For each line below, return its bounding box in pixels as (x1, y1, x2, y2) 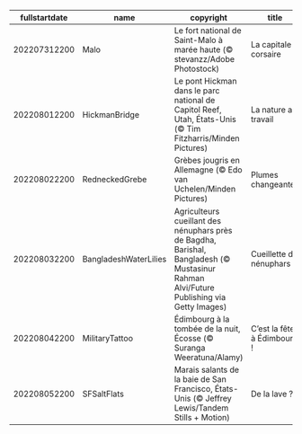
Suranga (173, 342, 206, 353)
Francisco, (173, 384, 213, 394)
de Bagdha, (173, 235, 218, 245)
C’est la (250, 323, 279, 333)
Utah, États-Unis (173, 114, 236, 124)
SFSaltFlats (82, 388, 124, 399)
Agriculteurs (173, 206, 220, 217)
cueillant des (173, 215, 222, 226)
